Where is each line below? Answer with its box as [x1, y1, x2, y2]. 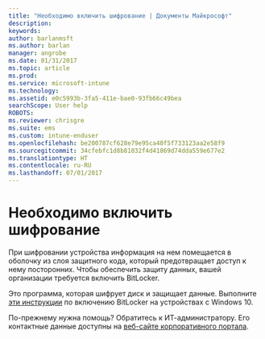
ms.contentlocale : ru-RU [8, 162, 92, 170]
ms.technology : [8, 86, 60, 95]
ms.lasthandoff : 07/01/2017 [8, 169, 103, 177]
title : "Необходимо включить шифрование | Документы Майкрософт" [8, 11, 232, 20]
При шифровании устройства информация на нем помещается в [8, 247, 232, 257]
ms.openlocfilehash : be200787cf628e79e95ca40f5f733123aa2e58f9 [8, 138, 226, 147]
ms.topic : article [8, 64, 70, 72]
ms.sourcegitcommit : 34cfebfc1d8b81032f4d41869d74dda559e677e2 [8, 147, 226, 155]
